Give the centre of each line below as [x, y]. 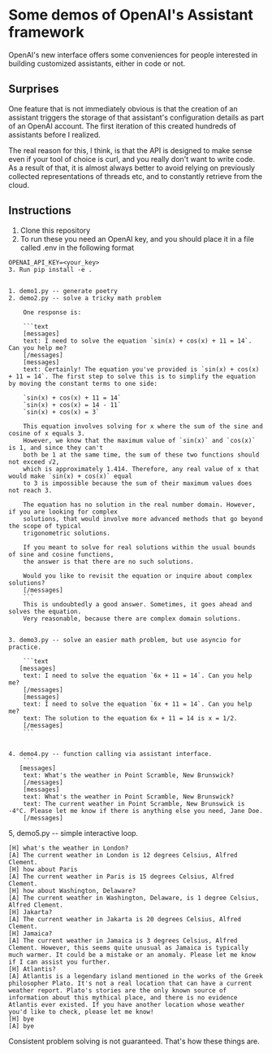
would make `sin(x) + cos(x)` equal [70, 476]
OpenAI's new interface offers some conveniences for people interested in [133, 55]
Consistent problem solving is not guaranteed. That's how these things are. [134, 1041]
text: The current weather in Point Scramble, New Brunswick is [134, 803]
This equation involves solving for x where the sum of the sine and [143, 426]
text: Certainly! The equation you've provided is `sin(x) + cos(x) [141, 369]
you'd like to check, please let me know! [81, 1012]
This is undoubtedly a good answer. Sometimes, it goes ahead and [138, 604]
